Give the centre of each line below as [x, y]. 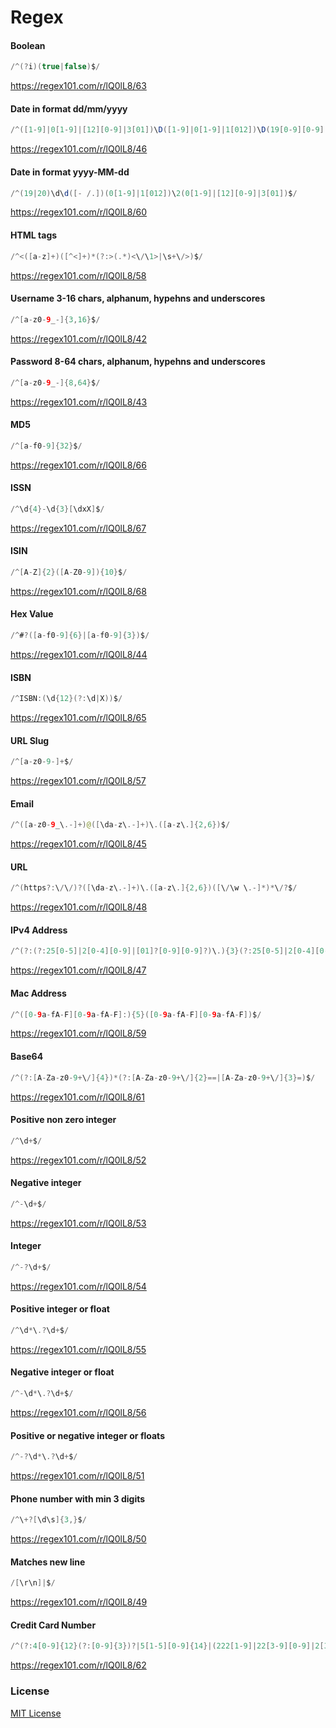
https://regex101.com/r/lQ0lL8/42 [79, 338]
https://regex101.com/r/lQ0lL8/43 [79, 402]
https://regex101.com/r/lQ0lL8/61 [77, 1097]
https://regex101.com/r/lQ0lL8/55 [78, 1349]
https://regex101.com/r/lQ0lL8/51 [77, 1475]
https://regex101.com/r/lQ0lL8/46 [79, 149]
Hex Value [32, 614]
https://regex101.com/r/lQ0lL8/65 [78, 718]
